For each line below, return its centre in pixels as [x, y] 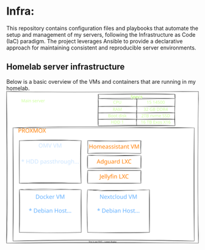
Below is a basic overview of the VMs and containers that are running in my [101, 81]
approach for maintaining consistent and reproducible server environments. [101, 48]
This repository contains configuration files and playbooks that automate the [103, 28]
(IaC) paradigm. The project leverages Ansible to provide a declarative [95, 41]
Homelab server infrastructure [66, 67]
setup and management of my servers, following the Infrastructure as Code [101, 34]
